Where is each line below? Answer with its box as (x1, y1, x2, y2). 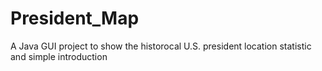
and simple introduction (10, 50, 108, 62)
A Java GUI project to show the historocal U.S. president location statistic (10, 40, 312, 52)
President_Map (10, 7, 140, 30)
